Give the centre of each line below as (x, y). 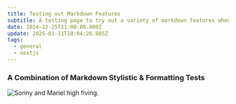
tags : (15, 40)
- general (28, 46)
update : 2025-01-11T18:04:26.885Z (58, 33)
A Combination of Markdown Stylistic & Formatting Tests (106, 77)
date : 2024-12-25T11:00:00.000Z (54, 27)
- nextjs (26, 53)
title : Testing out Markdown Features (64, 14)
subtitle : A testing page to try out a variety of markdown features (111, 20)
